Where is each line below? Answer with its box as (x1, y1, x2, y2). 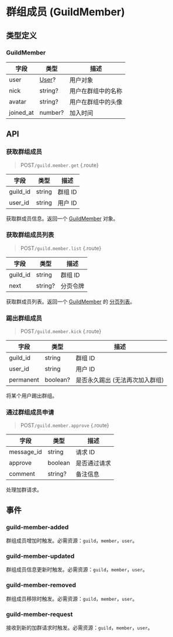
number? (39, 108, 64, 117)
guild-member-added (6, 523, 69, 531)
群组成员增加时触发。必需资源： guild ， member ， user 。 (6, 537, 138, 544)
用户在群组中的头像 (69, 98, 123, 106)
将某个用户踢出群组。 (6, 392, 57, 399)
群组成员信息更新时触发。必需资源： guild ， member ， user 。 (6, 566, 148, 573)
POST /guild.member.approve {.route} (20, 422, 109, 429)
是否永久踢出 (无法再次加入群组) (75, 376, 164, 384)
